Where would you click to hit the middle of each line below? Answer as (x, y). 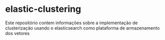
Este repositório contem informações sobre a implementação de (71, 23)
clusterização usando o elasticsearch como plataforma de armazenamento (82, 28)
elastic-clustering (43, 9)
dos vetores (18, 33)
